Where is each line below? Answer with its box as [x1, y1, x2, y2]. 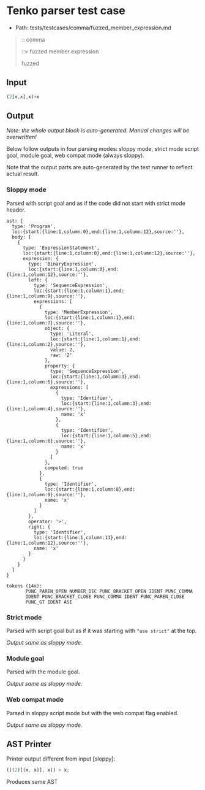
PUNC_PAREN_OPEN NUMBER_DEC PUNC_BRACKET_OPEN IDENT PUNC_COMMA [25, 588, 193, 594]
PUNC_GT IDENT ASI [25, 599, 72, 605]
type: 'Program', [12, 223, 56, 229]
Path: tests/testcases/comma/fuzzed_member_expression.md [15, 24, 171, 31]
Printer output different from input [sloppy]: [6, 755, 115, 762]
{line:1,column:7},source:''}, [6, 320, 86, 326]
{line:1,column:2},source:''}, [6, 341, 86, 347]
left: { [28, 277, 48, 283]
